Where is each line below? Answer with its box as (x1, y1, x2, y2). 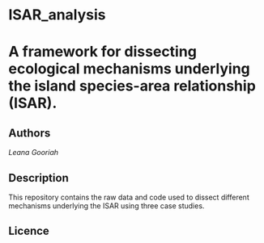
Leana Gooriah (8, 148, 59, 157)
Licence (8, 224, 50, 238)
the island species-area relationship (8, 77, 257, 95)
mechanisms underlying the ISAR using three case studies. (8, 201, 205, 211)
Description (8, 171, 69, 185)
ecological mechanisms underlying (8, 60, 251, 78)
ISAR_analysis (8, 6, 107, 24)
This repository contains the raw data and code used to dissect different (8, 192, 249, 202)
